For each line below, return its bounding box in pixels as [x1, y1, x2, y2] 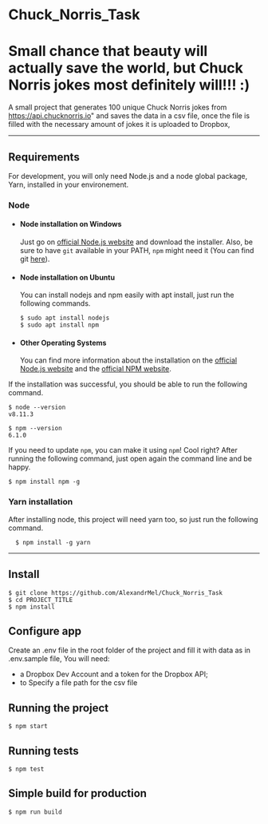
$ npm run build [8, 808, 62, 816]
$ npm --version [8, 425, 62, 433]
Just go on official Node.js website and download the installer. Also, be [19, 237, 254, 247]
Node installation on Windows [19, 220, 122, 229]
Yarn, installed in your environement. [8, 180, 129, 189]
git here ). [19, 254, 50, 264]
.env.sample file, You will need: [8, 654, 110, 664]
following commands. [19, 299, 91, 308]
